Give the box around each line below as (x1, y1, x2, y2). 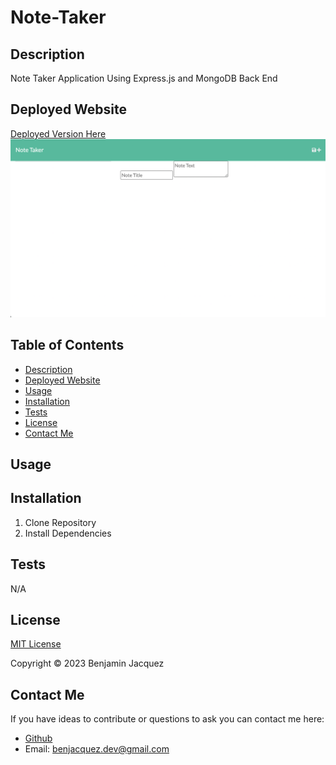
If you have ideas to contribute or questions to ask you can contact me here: (10, 713, 325, 725)
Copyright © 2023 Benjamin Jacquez (10, 657, 165, 670)
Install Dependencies (24, 527, 112, 539)
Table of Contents (10, 337, 125, 354)
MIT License (10, 638, 62, 650)
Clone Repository (24, 516, 97, 528)
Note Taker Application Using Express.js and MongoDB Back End (10, 72, 278, 84)
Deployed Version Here (10, 127, 107, 140)
